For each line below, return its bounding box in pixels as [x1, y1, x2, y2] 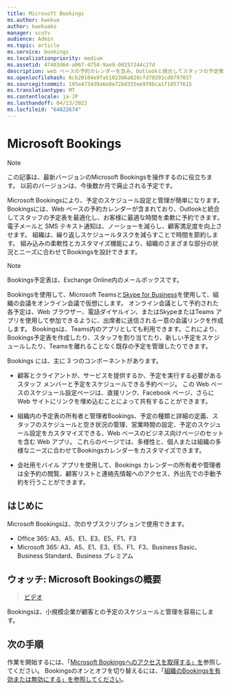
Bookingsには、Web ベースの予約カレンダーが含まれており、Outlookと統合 [7, 205, 220, 213]
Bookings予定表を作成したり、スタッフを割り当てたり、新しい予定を [7, 333, 202, 342]
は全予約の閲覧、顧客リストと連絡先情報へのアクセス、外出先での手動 [16, 469, 217, 477]
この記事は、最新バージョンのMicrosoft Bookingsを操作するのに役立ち [7, 173, 207, 181]
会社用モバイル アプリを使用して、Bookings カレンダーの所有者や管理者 [16, 461, 221, 469]
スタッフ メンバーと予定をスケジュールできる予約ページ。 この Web [16, 379, 210, 388]
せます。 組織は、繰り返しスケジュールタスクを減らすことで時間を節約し [7, 230, 212, 238]
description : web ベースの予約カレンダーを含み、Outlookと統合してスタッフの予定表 [7, 67, 224, 74]
